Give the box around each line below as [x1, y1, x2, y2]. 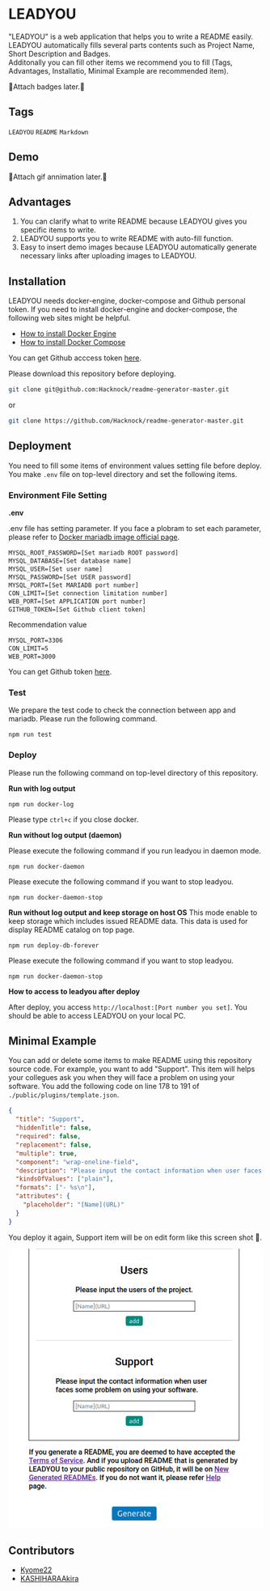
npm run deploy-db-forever [8, 941, 99, 950]
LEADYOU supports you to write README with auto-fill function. [19, 234, 234, 244]
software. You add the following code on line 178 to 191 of [8, 1082, 200, 1091]
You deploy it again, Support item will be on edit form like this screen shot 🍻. [8, 1232, 263, 1242]
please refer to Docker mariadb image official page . [8, 532, 180, 542]
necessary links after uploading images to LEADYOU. [19, 251, 196, 261]
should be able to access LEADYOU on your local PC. [8, 1010, 186, 1020]
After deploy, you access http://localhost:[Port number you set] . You [8, 1002, 248, 1012]
